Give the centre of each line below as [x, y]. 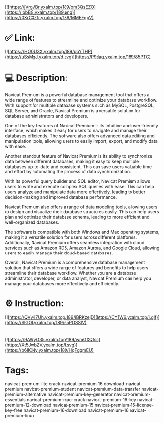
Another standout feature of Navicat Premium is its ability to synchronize [79, 156]
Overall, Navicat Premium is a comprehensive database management [75, 262]
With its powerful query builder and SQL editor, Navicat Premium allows [78, 181]
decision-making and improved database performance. [61, 197]
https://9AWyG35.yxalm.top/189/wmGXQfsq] [55, 340]
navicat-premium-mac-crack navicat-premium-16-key [81, 399]
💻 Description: [36, 78]
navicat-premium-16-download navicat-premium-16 [76, 410]
